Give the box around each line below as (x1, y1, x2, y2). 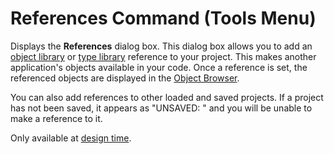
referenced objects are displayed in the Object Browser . (10, 72, 240, 84)
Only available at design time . (10, 132, 132, 144)
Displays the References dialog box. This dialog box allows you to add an (10, 40, 313, 52)
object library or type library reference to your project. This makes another (10, 50, 317, 62)
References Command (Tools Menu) (10, 7, 317, 30)
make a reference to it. (10, 112, 103, 124)
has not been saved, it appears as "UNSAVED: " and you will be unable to (10, 102, 313, 114)
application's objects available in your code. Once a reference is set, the (10, 61, 308, 73)
